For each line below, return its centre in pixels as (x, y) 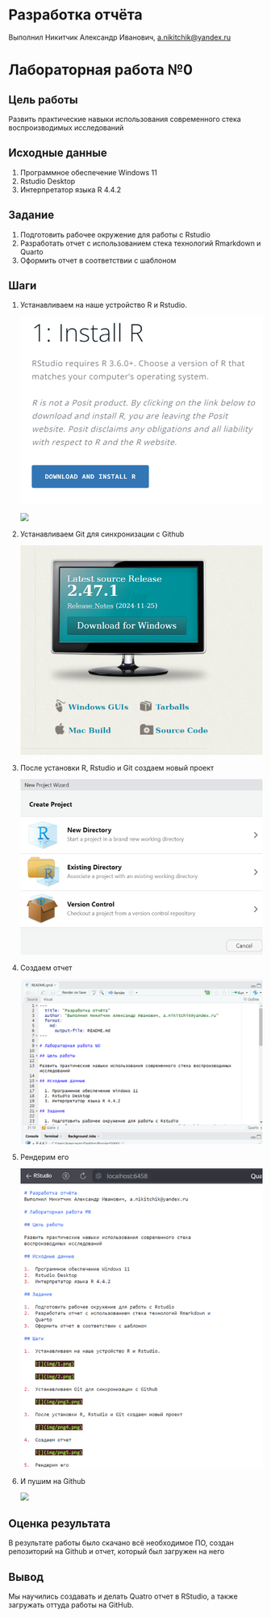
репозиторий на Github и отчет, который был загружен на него (117, 1552)
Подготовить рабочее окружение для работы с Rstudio (115, 234)
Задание (31, 215)
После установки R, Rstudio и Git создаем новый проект (117, 768)
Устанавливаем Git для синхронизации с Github (102, 534)
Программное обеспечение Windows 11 (88, 172)
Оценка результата (60, 1523)
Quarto (31, 251)
